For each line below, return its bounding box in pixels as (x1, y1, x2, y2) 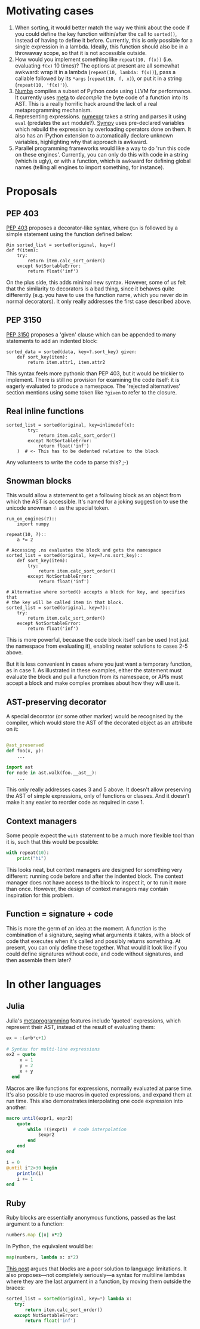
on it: (6, 725, 19, 733)
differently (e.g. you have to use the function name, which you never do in (6, 291, 188, 298)
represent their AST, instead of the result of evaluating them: (6, 1023, 155, 1030)
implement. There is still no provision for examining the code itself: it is (6, 376, 180, 383)
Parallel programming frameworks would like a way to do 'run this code (14, 145, 190, 152)
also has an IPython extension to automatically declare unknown (14, 131, 173, 139)
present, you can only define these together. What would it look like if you (6, 944, 187, 951)
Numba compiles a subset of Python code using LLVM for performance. (14, 87, 192, 94)
